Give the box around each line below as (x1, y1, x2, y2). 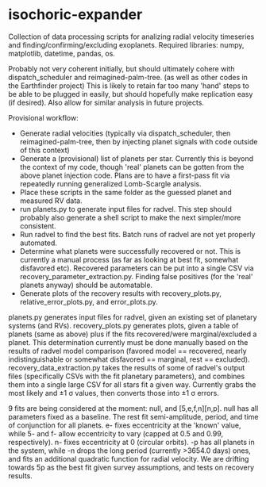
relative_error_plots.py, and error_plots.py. (19, 297, 158, 306)
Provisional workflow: (8, 113, 79, 122)
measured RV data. (19, 196, 83, 205)
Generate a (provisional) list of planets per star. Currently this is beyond (19, 153, 254, 163)
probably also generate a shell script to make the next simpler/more (19, 213, 241, 222)
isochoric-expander (8, 6, 143, 24)
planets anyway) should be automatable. (19, 280, 153, 290)
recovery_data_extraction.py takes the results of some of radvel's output (8, 362, 245, 372)
